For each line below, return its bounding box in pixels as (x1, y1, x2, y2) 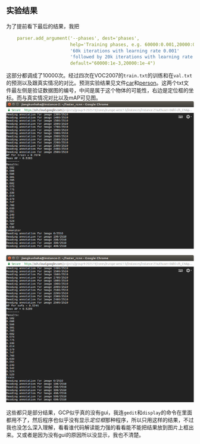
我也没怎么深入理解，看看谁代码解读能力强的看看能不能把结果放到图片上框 (6, 424, 189, 431)
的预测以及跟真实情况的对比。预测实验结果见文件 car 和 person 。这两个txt (6, 79, 184, 86)
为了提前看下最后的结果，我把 (6, 23, 79, 30)
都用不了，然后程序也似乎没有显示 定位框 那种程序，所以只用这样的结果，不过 (6, 416, 194, 423)
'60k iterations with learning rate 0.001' (70, 48, 180, 54)
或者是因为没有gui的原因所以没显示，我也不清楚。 (21, 431, 145, 438)
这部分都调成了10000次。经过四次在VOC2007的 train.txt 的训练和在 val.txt (6, 72, 192, 79)
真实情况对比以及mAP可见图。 (26, 94, 101, 101)
